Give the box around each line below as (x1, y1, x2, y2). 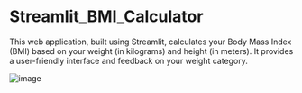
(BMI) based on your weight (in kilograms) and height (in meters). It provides (9, 45, 294, 56)
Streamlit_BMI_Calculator (9, 6, 204, 27)
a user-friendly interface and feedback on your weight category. (9, 55, 248, 66)
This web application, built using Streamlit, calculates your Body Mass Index (9, 36, 292, 47)
